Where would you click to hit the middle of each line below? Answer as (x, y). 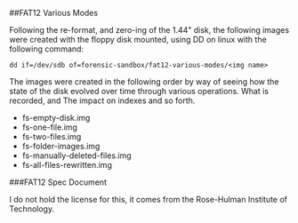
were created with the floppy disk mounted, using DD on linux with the (138, 40)
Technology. (32, 209)
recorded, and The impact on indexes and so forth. (102, 100)
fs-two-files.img (52, 136)
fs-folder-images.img (61, 146)
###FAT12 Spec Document (58, 182)
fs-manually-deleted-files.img (77, 155)
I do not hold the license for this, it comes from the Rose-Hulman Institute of (148, 199)
